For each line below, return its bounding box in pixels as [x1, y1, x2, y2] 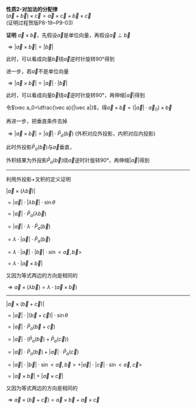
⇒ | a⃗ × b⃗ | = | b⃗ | [8, 43, 54, 50]
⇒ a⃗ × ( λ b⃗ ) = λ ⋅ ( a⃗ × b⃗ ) [8, 283, 78, 290]
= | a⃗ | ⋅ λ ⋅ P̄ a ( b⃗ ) [8, 222, 51, 231]
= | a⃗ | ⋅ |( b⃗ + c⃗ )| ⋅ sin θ [8, 311, 68, 318]
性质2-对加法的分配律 [6, 6, 58, 12]
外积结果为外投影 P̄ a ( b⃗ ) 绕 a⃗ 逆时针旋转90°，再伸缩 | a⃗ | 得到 [6, 157, 150, 166]
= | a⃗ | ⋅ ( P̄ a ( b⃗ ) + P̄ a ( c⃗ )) [8, 336, 69, 344]
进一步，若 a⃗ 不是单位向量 [6, 68, 69, 75]
